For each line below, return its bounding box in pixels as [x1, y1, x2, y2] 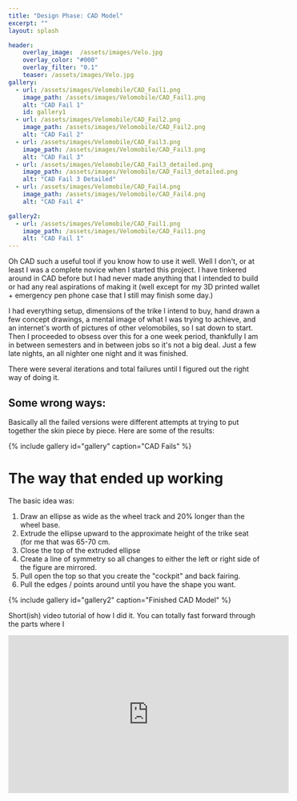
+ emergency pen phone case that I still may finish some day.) [8, 290, 214, 301]
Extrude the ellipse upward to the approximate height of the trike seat [19, 528, 249, 538]
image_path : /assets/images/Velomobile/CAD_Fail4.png [22, 190, 206, 198]
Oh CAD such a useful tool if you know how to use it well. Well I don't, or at [8, 257, 255, 266]
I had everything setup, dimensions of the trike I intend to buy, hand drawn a [8, 306, 260, 316]
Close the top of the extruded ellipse [19, 545, 141, 555]
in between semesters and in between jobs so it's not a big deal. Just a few [8, 340, 257, 350]
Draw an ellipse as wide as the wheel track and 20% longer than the [19, 511, 246, 521]
